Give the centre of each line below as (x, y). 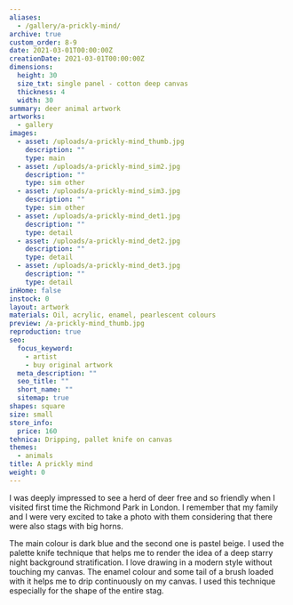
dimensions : (31, 68)
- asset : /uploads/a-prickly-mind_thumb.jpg (101, 141)
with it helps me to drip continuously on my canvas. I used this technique (143, 581)
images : (24, 133)
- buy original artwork (69, 365)
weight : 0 (28, 472)
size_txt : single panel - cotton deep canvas (103, 84)
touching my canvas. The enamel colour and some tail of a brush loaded (141, 571)
